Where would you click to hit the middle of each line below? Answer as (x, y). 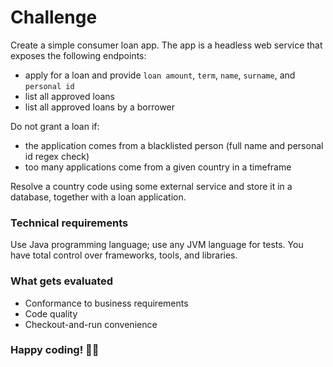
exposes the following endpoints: (78, 55)
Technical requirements (69, 223)
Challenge (54, 17)
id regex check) (57, 156)
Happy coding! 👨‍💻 (55, 350)
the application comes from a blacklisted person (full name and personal (174, 145)
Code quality (51, 313)
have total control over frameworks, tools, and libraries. (124, 255)
